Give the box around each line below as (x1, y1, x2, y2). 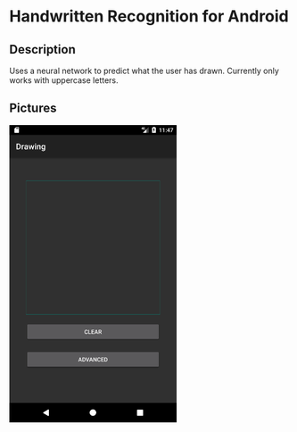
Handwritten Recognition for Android (9, 6, 289, 27)
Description (9, 42, 76, 57)
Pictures (9, 101, 57, 116)
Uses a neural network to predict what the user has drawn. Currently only (9, 65, 279, 76)
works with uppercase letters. (9, 75, 119, 86)
